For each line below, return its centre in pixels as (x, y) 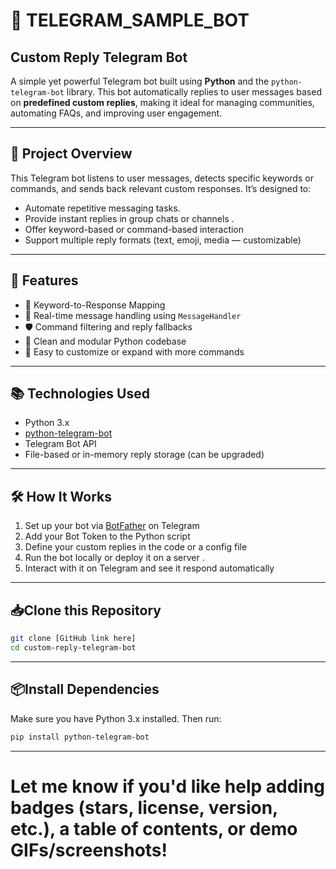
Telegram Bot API (60, 444)
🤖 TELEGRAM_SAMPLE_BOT (130, 20)
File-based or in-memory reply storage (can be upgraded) (144, 455)
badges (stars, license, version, (144, 807)
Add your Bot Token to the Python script (107, 536)
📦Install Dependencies (85, 689)
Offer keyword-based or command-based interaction (134, 229)
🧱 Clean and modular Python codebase (105, 341)
